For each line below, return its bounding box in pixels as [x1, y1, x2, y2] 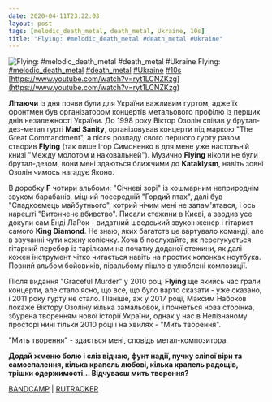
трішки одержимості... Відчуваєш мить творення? [8, 369, 189, 378]
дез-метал [8, 124, 45, 134]
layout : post [8, 19, 53, 28]
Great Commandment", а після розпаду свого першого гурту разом [8, 133, 240, 143]
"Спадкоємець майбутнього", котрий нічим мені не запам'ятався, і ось [8, 201, 256, 210]
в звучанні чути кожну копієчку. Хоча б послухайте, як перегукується [8, 235, 252, 244]
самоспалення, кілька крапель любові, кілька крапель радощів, [8, 360, 239, 370]
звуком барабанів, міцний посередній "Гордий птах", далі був [8, 192, 223, 201]
